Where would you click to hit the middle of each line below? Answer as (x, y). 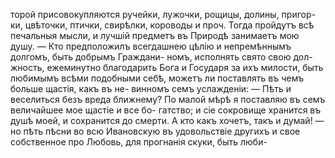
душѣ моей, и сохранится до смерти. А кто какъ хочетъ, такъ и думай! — (167, 120)
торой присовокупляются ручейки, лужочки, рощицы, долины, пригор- (163, 14)
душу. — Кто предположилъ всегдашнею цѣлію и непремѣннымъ (151, 46)
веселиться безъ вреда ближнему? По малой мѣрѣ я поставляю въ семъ (168, 99)
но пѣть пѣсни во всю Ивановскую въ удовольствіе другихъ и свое (155, 131)
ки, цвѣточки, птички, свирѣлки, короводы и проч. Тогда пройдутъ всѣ (162, 25)
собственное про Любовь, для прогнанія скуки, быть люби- (139, 142)
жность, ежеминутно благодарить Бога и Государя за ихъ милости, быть (167, 67)
